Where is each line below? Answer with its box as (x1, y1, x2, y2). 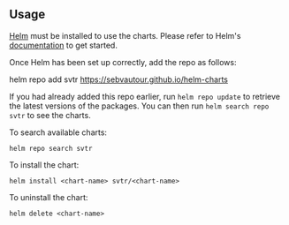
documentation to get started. (9, 40, 118, 50)
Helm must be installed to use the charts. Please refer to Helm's (9, 30, 241, 41)
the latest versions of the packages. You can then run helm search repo (9, 101, 270, 111)
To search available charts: (9, 127, 108, 138)
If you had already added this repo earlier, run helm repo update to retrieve (9, 91, 281, 101)
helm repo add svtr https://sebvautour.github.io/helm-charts (9, 74, 228, 85)
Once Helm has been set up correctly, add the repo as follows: (9, 56, 237, 67)
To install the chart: (9, 159, 80, 170)
